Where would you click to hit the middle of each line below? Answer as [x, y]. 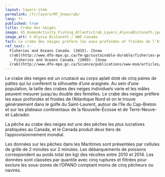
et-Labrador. [18, 115]
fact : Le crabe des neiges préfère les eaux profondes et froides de [78, 42]
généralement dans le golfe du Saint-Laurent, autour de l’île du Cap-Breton [81, 104]
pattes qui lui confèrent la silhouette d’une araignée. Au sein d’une [72, 83]
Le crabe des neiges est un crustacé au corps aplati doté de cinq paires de [81, 78]
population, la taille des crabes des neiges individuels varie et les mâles [77, 89]
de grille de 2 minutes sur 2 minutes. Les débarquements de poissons [76, 150]
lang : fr [14, 19]
